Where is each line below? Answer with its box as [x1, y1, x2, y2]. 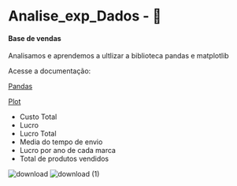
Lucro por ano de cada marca [19, 146, 117, 155]
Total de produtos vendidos [19, 154, 109, 164]
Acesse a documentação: [8, 66, 91, 76]
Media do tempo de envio [19, 137, 103, 147]
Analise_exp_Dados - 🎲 [8, 7, 162, 25]
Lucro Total [19, 129, 57, 139]
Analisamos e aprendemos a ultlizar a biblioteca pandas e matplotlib [8, 51, 230, 61]
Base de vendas [8, 33, 61, 43]
